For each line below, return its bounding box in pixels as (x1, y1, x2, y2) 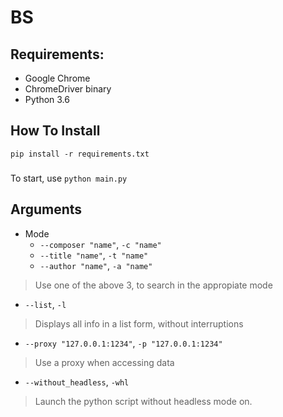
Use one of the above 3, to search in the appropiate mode (34, 279, 273, 291)
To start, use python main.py (10, 172, 128, 184)
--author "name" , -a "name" (39, 259, 153, 271)
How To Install (10, 122, 101, 140)
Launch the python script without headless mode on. (34, 395, 253, 407)
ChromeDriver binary (24, 83, 112, 95)
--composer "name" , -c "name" (39, 238, 162, 250)
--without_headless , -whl (24, 376, 130, 388)
